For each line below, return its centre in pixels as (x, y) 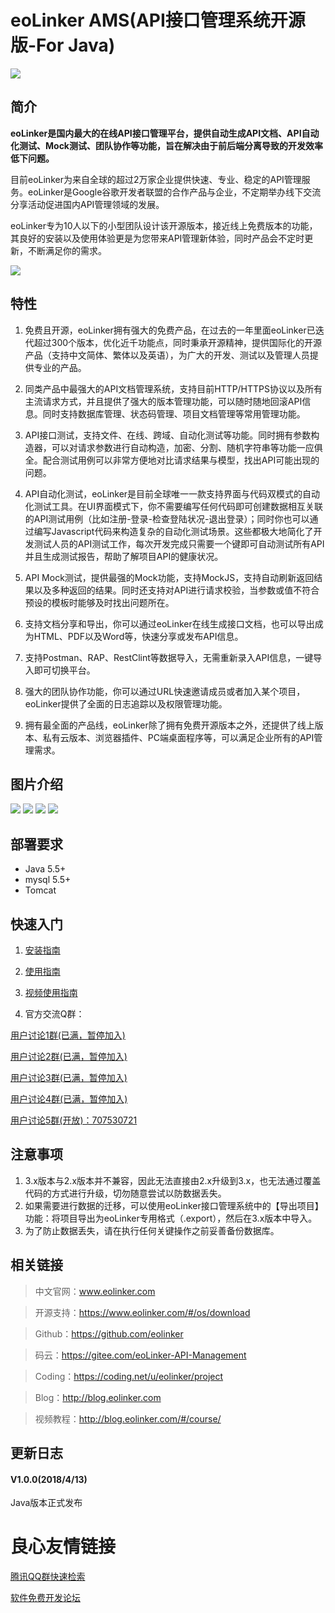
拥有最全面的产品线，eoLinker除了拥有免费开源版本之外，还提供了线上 (169, 725)
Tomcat (40, 890)
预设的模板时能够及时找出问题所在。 (99, 602)
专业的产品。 (60, 367)
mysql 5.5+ (48, 880)
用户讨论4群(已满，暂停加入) (69, 1099)
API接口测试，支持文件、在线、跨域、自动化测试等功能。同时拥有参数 (168, 435)
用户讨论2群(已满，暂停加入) (69, 1056)
